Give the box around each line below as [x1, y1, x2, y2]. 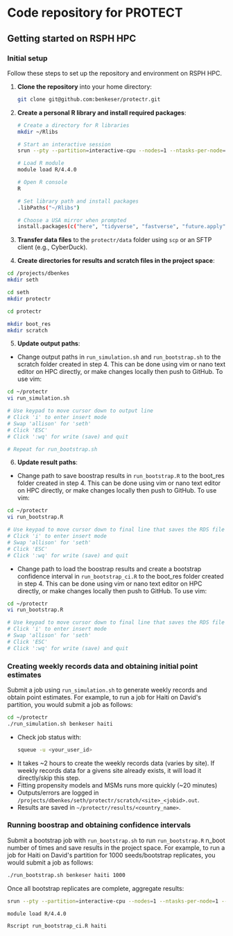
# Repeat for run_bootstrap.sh [7, 445, 98, 452]
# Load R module [17, 160, 64, 167]
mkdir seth [7, 276, 39, 284]
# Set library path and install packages [17, 198, 139, 205]
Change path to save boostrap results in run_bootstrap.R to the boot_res [17, 472, 225, 480]
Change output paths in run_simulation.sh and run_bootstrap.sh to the [17, 352, 221, 361]
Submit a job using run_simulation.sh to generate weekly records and [7, 686, 207, 694]
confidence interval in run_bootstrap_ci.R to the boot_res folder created [17, 572, 224, 580]
